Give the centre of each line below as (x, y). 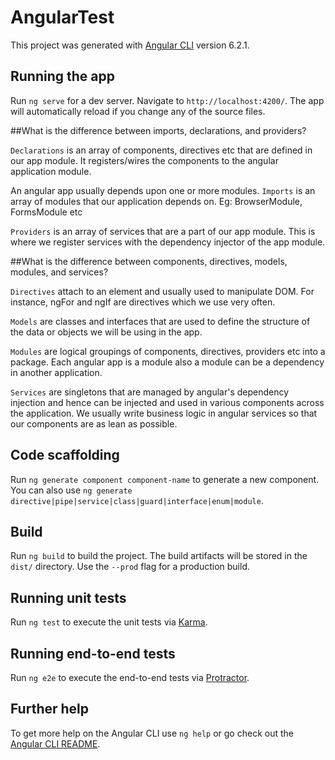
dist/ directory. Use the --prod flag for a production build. (130, 567)
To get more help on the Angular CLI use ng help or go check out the (152, 733)
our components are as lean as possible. (94, 423)
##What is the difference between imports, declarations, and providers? (158, 130)
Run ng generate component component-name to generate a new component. (165, 479)
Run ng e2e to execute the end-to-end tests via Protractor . (130, 677)
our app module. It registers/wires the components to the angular (144, 160)
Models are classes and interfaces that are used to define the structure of (160, 321)
